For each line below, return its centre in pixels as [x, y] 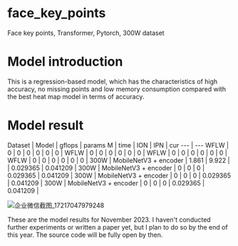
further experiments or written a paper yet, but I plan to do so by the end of [118, 227]
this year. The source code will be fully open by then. [85, 235]
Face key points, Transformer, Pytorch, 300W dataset [86, 33]
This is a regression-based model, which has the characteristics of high [113, 81]
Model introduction [65, 62]
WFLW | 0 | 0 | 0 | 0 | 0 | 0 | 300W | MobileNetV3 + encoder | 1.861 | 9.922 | [119, 160]
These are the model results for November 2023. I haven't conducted [109, 220]
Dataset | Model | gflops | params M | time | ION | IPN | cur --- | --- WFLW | [118, 145]
